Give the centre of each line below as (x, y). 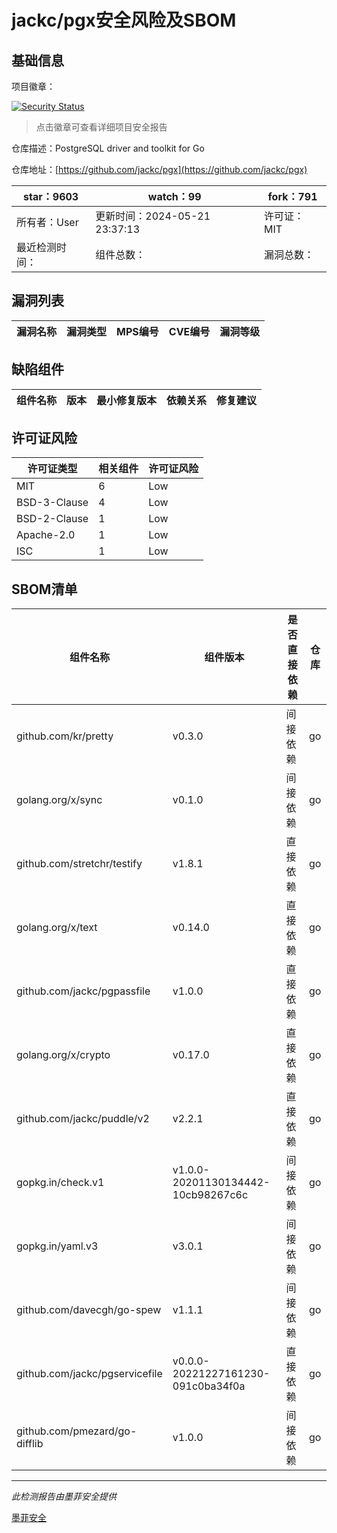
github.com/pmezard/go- (77, 1431)
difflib (30, 1444)
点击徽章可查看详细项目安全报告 (101, 127)
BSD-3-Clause (52, 503)
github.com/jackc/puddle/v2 (83, 1119)
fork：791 (292, 196)
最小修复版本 (127, 400)
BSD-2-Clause (52, 519)
